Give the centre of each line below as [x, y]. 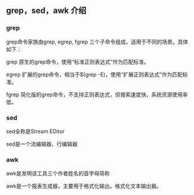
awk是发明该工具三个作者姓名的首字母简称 [58, 174]
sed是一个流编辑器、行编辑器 [42, 144]
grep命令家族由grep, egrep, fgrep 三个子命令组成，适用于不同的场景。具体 [97, 42]
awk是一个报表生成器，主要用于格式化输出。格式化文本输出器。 [84, 186]
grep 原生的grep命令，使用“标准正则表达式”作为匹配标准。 [78, 62]
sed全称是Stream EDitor [36, 131]
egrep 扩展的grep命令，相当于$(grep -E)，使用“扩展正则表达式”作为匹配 [94, 74]
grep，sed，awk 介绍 [46, 11]
